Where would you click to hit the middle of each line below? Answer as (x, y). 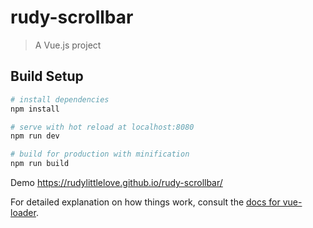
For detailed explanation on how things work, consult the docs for (145, 202)
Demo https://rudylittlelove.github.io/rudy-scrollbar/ (116, 182)
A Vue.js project (68, 45)
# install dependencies (60, 99)
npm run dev (35, 136)
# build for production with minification (100, 154)
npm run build (40, 164)
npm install (35, 109)
